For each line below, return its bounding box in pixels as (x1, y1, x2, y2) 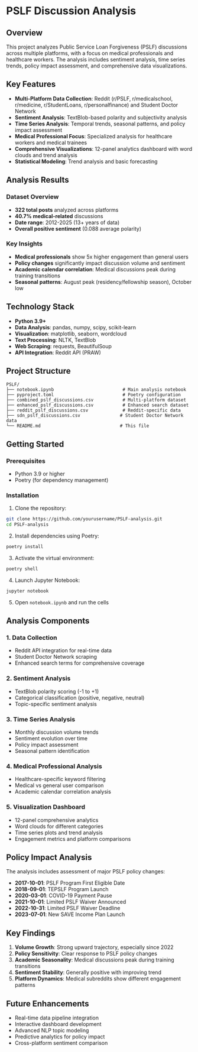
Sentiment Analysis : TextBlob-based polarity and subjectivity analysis (14, 114, 187, 121)
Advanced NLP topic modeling (14, 1027, 89, 1034)
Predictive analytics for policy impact (14, 1033, 105, 1040)
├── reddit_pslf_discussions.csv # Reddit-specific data (6, 407, 181, 413)
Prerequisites (6, 457, 46, 465)
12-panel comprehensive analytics (14, 816, 99, 823)
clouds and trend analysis (14, 151, 78, 158)
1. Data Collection (6, 634, 57, 642)
